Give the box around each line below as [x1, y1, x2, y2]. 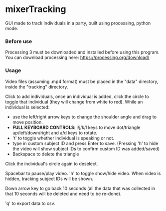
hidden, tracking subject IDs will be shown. [5, 175, 94, 181]
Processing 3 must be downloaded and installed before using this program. [5, 49, 160, 55]
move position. [12, 119, 43, 125]
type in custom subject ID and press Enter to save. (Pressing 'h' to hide [12, 140, 159, 146]
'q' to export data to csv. [5, 200, 56, 206]
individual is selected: [5, 104, 50, 110]
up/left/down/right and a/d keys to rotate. [12, 129, 98, 135]
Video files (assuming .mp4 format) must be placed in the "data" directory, [5, 78, 159, 84]
